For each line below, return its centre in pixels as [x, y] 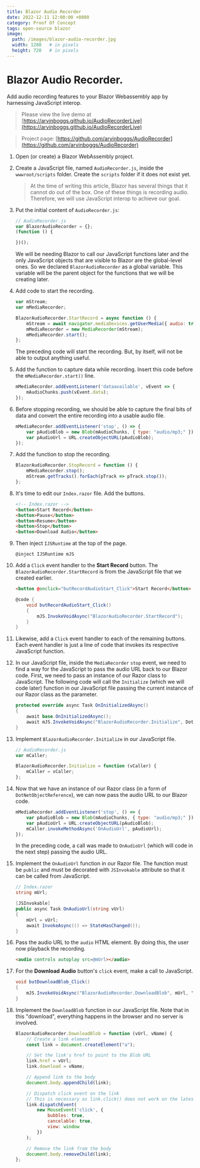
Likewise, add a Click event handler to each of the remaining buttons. [101, 638]
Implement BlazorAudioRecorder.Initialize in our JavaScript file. [96, 739]
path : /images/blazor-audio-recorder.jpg [64, 39]
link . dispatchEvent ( [52, 1105]
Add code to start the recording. [55, 291]
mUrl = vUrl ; [42, 920]
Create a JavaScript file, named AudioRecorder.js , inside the [89, 168]
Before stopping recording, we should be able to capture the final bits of [104, 409]
